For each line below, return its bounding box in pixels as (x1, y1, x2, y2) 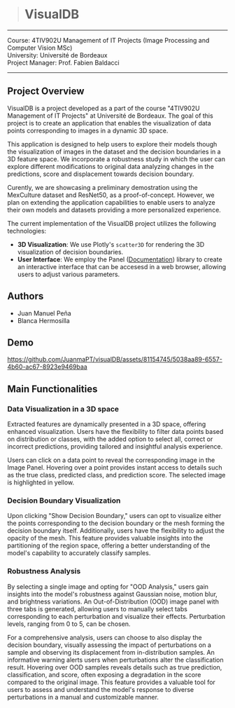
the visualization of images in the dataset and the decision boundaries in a (7, 147, 222, 156)
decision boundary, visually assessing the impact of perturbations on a (7, 641, 212, 649)
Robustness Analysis (7, 566, 81, 576)
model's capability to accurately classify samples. (7, 549, 151, 557)
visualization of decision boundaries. (17, 247, 124, 256)
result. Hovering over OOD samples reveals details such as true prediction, (7, 662, 222, 672)
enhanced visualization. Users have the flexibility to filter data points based (7, 428, 224, 436)
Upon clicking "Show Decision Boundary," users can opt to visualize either (7, 512, 222, 520)
